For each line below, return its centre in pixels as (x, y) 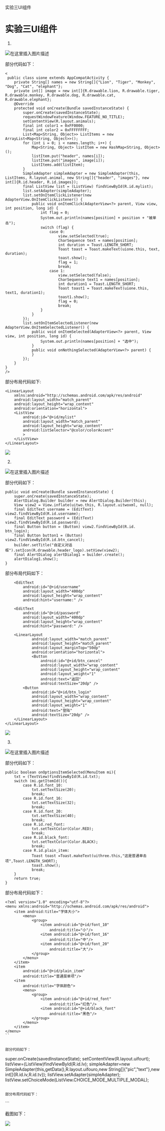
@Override (24, 104)
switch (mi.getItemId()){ (41, 781)
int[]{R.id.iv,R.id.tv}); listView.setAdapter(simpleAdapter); (63, 1074)
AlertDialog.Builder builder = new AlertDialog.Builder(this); (81, 501)
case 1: (57, 271)
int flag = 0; (55, 213)
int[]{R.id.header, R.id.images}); (42, 182)
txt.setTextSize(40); (54, 816)
